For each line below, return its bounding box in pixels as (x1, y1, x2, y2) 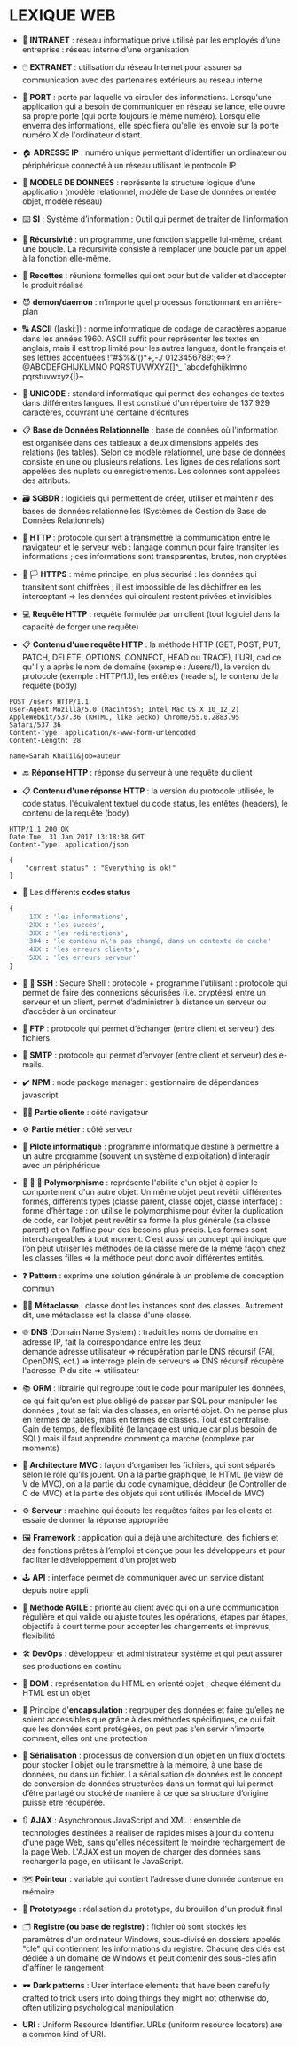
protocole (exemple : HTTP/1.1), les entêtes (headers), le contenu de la (21, 670, 279, 681)
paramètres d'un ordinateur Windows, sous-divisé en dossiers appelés (21, 1933, 281, 1944)
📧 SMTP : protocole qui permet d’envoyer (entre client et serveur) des (21, 1050, 277, 1060)
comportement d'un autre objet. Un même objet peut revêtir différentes (21, 1186, 282, 1197)
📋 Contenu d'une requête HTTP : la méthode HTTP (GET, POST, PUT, (21, 639, 281, 650)
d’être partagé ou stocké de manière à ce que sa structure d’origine (21, 1787, 269, 1798)
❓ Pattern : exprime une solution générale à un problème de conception (21, 1269, 284, 1281)
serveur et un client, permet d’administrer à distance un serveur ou (21, 996, 267, 1007)
